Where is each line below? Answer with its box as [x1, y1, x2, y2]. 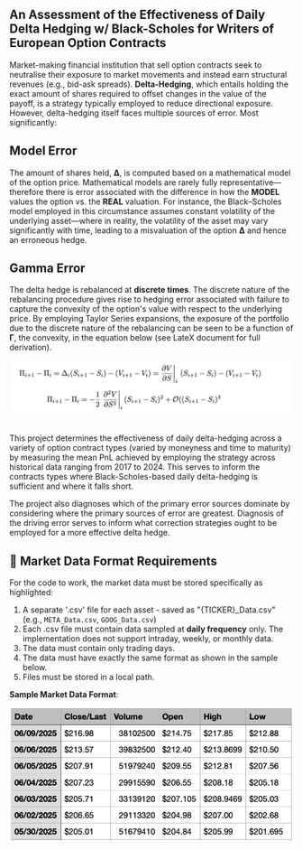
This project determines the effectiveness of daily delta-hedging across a [9, 433, 282, 444]
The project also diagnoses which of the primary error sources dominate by [9, 499, 290, 509]
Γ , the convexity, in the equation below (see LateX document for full [9, 332, 261, 343]
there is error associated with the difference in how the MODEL [45, 186, 280, 197]
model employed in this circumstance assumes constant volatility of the [9, 205, 276, 216]
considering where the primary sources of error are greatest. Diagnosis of [9, 508, 284, 518]
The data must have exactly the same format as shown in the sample [22, 652, 279, 663]
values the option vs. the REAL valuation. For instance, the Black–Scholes [9, 196, 282, 207]
